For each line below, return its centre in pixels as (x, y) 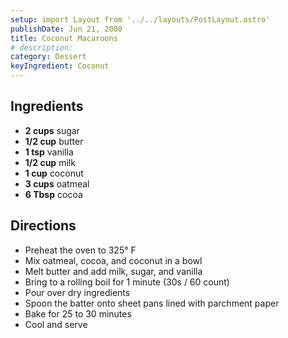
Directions (43, 226)
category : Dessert (48, 57)
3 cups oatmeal (57, 183)
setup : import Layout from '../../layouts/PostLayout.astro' (140, 19)
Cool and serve (56, 324)
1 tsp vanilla (49, 152)
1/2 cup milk (50, 162)
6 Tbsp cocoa (53, 194)
